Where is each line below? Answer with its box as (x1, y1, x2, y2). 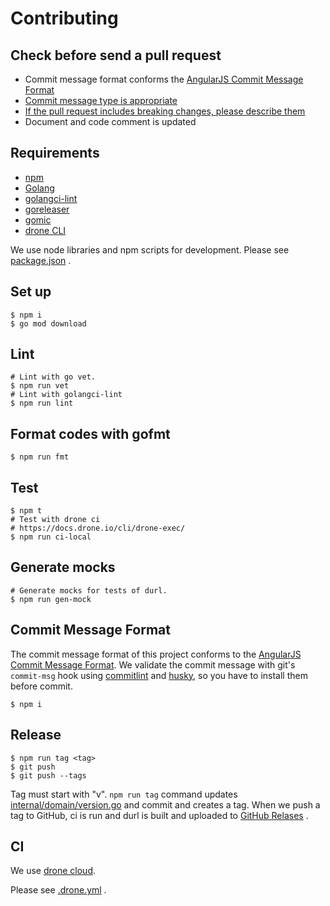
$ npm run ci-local (10, 532, 92, 542)
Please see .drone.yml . (10, 884, 107, 896)
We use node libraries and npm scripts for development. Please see (10, 243, 290, 256)
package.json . (10, 254, 72, 266)
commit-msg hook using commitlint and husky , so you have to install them (10, 669, 308, 681)
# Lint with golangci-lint (10, 390, 123, 400)
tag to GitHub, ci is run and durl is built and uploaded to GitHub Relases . (10, 809, 309, 821)
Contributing (10, 7, 119, 30)
